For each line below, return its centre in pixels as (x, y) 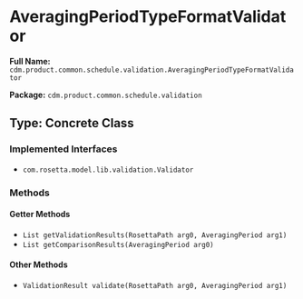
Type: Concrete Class (72, 123)
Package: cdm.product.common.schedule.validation (106, 95)
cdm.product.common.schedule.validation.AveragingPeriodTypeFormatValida (152, 70)
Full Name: (30, 61)
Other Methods (39, 264)
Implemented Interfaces (64, 149)
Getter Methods (40, 214)
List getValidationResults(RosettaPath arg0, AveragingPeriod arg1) (155, 235)
